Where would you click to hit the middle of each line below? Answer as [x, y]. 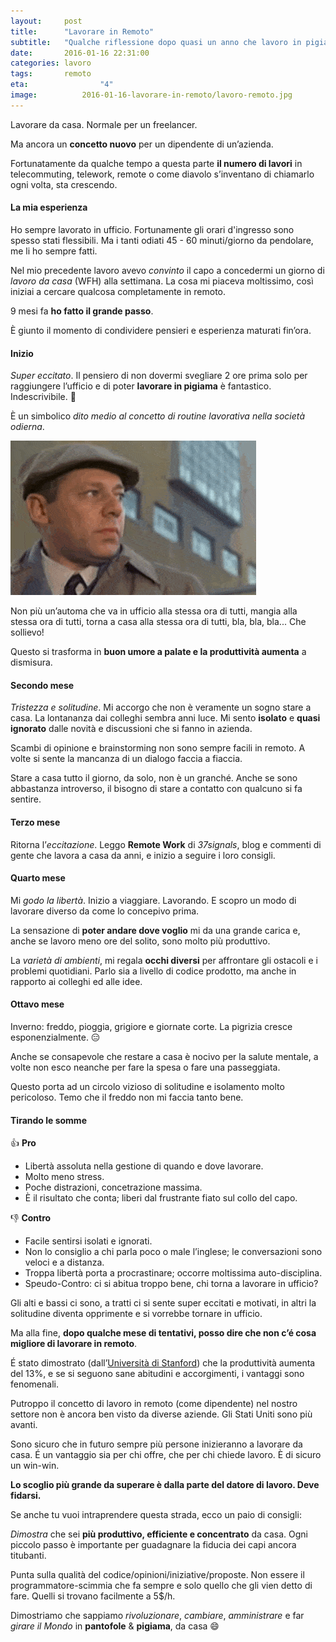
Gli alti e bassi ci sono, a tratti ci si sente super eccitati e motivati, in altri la [163, 1303]
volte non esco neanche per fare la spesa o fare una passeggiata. [145, 1067]
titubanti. [28, 1556]
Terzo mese [35, 822]
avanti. [24, 1425]
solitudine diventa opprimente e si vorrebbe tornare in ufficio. [136, 1314]
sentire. [26, 799]
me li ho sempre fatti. [54, 251]
